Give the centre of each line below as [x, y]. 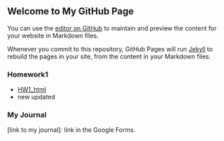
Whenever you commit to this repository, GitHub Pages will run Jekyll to [110, 49]
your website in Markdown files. [53, 35]
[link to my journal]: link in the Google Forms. [71, 130]
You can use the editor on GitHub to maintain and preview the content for [112, 28]
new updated [36, 97]
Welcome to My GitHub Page [71, 11]
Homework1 [28, 74]
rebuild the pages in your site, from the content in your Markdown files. [109, 56]
